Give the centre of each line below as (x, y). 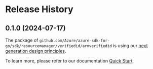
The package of (22, 40)
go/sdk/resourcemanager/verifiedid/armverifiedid (59, 46)
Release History (39, 9)
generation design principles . (36, 51)
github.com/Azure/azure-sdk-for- (74, 41)
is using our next (130, 46)
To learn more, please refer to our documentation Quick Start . (70, 61)
